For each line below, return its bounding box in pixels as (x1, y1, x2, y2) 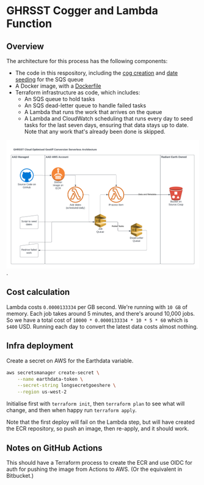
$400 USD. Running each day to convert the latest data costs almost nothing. (6, 323, 199, 330)
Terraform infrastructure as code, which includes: (15, 89, 140, 96)
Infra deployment (6, 341, 74, 351)
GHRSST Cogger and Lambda (6, 4, 159, 18)
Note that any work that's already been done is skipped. (24, 128, 166, 135)
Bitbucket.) (6, 472, 34, 479)
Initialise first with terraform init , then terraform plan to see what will (6, 400, 185, 408)
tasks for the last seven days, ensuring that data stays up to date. (24, 121, 189, 129)
